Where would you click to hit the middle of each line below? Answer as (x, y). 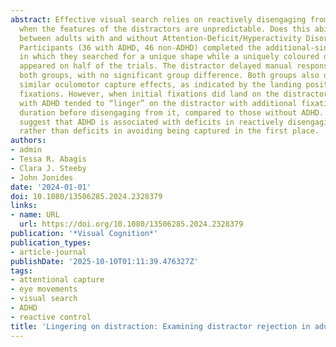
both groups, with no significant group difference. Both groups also (169, 76)
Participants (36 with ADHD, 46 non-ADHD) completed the (140, 47)
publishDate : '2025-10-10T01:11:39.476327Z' (104, 261)
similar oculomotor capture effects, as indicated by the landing (160, 85)
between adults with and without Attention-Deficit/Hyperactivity (160, 38)
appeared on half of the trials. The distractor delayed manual (156, 66)
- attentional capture (57, 280)
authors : (28, 141)
